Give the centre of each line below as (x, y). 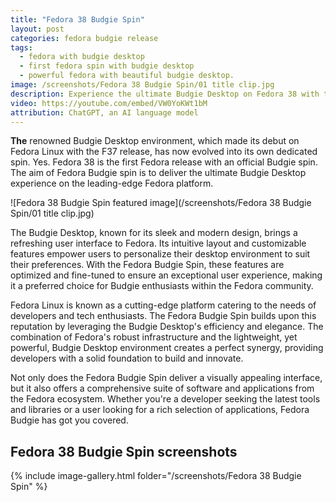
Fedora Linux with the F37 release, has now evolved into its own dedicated (164, 152)
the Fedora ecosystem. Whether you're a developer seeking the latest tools (165, 399)
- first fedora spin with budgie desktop (107, 66)
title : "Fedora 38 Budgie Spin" (77, 19)
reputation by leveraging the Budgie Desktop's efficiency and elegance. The (167, 327)
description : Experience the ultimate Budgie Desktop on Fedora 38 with (165, 94)
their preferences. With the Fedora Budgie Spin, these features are (147, 265)
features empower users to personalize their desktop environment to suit (160, 254)
